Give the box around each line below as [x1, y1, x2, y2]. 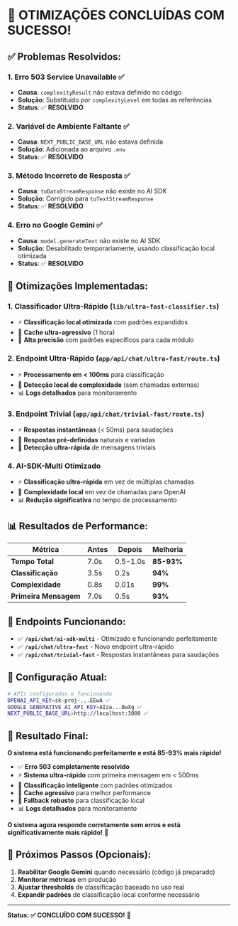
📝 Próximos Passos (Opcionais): [7, 848, 152, 861]
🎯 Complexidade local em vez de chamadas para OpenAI [17, 488, 186, 496]
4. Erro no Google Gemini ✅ [7, 220, 103, 230]
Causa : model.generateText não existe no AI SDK [17, 236, 161, 245]
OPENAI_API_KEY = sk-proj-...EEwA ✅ [7, 697, 111, 704]
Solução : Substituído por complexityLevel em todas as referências [17, 95, 212, 104]
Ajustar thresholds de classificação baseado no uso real [17, 883, 185, 891]
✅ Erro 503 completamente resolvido [17, 762, 130, 771]
